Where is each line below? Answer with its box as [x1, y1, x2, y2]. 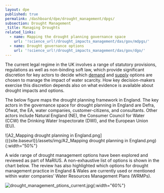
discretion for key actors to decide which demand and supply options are [5, 72, 153, 78]
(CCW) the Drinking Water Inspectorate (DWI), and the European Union [5, 118, 148, 124]
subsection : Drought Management [5, 21, 71, 26]
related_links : [5, 30, 36, 35]
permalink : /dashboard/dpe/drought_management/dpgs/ [5, 16, 115, 21]
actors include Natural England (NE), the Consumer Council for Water [5, 112, 145, 118]
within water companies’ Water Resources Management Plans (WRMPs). [5, 173, 152, 179]
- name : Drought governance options [9, 43, 84, 48]
